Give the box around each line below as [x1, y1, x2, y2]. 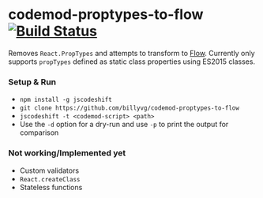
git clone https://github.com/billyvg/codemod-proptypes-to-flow [19, 104, 239, 112]
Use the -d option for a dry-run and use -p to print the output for [19, 120, 229, 129]
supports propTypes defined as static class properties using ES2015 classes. [8, 57, 255, 66]
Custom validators [19, 166, 80, 175]
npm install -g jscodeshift [19, 96, 112, 104]
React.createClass [19, 175, 81, 183]
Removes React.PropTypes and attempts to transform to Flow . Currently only [8, 48, 255, 58]
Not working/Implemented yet [8, 148, 126, 159]
